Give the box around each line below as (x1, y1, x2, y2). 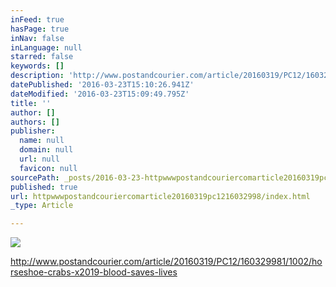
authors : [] (10, 117, 60, 127)
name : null (19, 136, 65, 146)
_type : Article (10, 201, 74, 211)
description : (10, 71, 65, 81)
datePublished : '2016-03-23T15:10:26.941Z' (10, 80, 195, 90)
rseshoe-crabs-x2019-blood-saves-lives (10, 266, 178, 278)
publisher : (10, 126, 56, 136)
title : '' (10, 98, 52, 108)
